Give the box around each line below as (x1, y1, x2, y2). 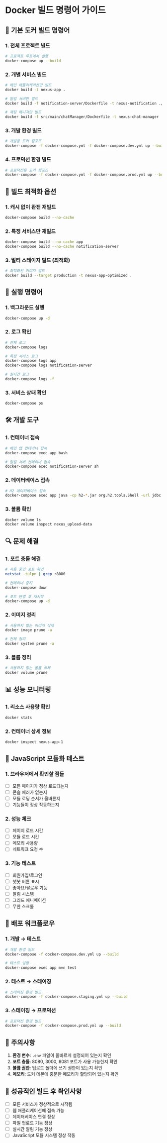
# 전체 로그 (5, 340, 26, 345)
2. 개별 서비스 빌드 (5, 71, 47, 78)
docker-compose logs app (5, 358, 57, 363)
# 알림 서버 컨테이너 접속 (5, 459, 51, 464)
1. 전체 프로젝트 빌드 (5, 42, 51, 49)
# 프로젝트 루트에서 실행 (5, 53, 49, 59)
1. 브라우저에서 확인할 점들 (5, 771, 65, 778)
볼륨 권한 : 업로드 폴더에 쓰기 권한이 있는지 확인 (12, 1065, 103, 1071)
